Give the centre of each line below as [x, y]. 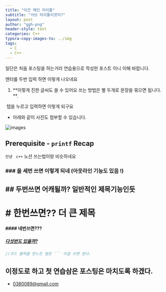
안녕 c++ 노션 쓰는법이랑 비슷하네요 [41, 156]
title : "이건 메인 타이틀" [30, 10]
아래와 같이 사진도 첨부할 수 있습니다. [50, 117]
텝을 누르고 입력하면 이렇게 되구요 [40, 106]
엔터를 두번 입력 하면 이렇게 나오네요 [41, 79]
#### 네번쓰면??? [24, 228]
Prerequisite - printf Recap [50, 143]
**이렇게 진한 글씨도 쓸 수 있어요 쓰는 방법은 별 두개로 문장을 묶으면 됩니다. [87, 90]
